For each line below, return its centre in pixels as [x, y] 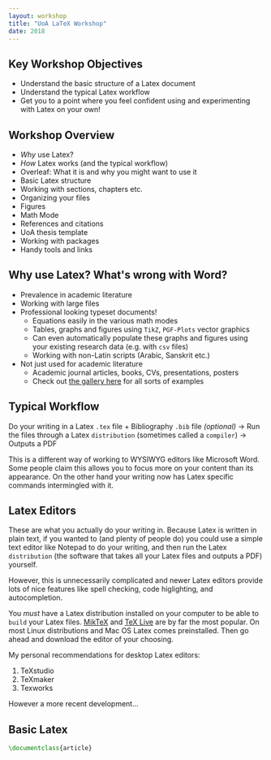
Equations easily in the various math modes [105, 320]
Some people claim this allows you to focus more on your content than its [131, 467]
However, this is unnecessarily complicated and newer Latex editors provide [136, 580]
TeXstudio [37, 671]
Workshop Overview [62, 135]
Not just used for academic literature [82, 363]
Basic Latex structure [56, 180]
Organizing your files [55, 198]
